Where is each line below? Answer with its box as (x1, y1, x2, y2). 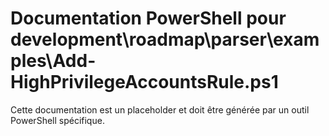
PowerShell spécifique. (10, 114, 105, 126)
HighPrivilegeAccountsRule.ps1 (10, 71, 279, 94)
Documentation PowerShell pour (10, 7, 287, 30)
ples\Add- (10, 50, 97, 72)
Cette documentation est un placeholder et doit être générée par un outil (10, 103, 310, 116)
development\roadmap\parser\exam (10, 28, 320, 51)
